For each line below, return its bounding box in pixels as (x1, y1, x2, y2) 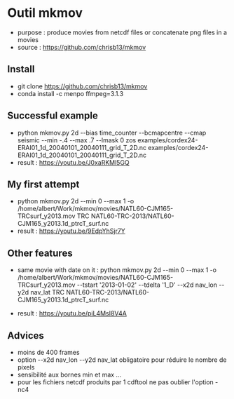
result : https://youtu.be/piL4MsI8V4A (17, 309, 128, 318)
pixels (17, 363, 35, 371)
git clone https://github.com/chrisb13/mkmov (17, 82, 148, 90)
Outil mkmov (7, 5, 83, 21)
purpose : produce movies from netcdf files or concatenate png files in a (17, 28, 228, 36)
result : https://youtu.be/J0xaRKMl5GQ (17, 158, 130, 166)
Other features (7, 247, 73, 259)
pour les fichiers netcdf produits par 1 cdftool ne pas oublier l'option (17, 378, 214, 386)
